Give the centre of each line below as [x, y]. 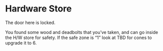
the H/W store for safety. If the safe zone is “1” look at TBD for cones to [78, 37]
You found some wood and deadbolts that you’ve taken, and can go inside [82, 32]
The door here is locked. [30, 22]
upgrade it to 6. [21, 42]
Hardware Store [38, 9]
